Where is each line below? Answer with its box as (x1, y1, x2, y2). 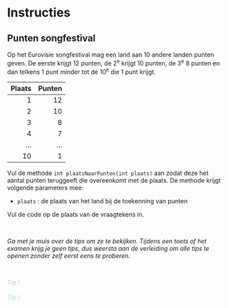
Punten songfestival (7, 32, 96, 44)
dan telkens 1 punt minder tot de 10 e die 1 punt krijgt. (7, 66, 156, 76)
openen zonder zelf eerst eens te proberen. (7, 251, 131, 260)
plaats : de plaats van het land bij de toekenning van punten (17, 197, 188, 205)
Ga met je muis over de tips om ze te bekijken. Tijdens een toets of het (7, 237, 207, 245)
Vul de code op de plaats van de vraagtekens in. (7, 210, 145, 218)
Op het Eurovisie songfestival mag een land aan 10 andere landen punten (7, 50, 215, 59)
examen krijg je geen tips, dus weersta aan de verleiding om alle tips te (7, 245, 210, 253)
